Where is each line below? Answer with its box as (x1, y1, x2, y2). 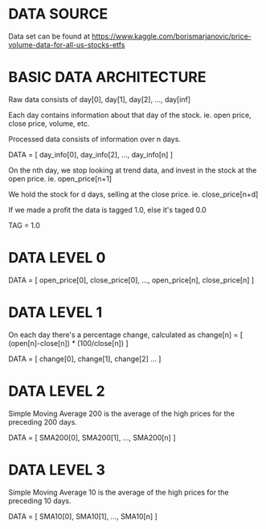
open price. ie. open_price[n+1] (8, 173, 113, 183)
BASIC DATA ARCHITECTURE (8, 68, 207, 87)
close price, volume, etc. (8, 118, 90, 128)
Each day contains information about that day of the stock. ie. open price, (8, 110, 252, 120)
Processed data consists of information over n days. (8, 134, 181, 144)
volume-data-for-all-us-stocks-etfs (8, 39, 125, 49)
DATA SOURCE (8, 5, 108, 23)
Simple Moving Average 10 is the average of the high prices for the (8, 487, 229, 497)
